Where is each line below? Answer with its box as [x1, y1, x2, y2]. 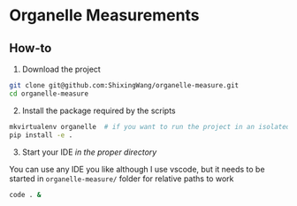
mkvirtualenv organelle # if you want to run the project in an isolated [9, 122, 291, 131]
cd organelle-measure [9, 89, 89, 98]
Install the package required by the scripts [21, 105, 177, 116]
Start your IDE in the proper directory [21, 147, 157, 157]
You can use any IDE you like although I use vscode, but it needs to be [9, 164, 265, 174]
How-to [9, 41, 52, 56]
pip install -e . [9, 130, 73, 140]
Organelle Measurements [9, 5, 201, 26]
